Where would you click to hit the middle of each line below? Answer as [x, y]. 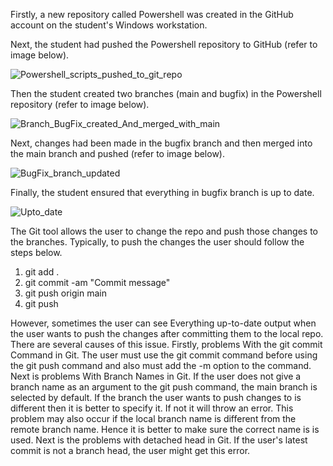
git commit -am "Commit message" [97, 282]
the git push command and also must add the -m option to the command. [161, 365]
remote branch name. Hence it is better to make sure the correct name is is [165, 429]
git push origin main [65, 293]
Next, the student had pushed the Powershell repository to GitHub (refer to [164, 44]
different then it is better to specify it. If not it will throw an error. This [152, 408]
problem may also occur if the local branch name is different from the [153, 418]
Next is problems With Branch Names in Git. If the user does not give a [156, 376]
